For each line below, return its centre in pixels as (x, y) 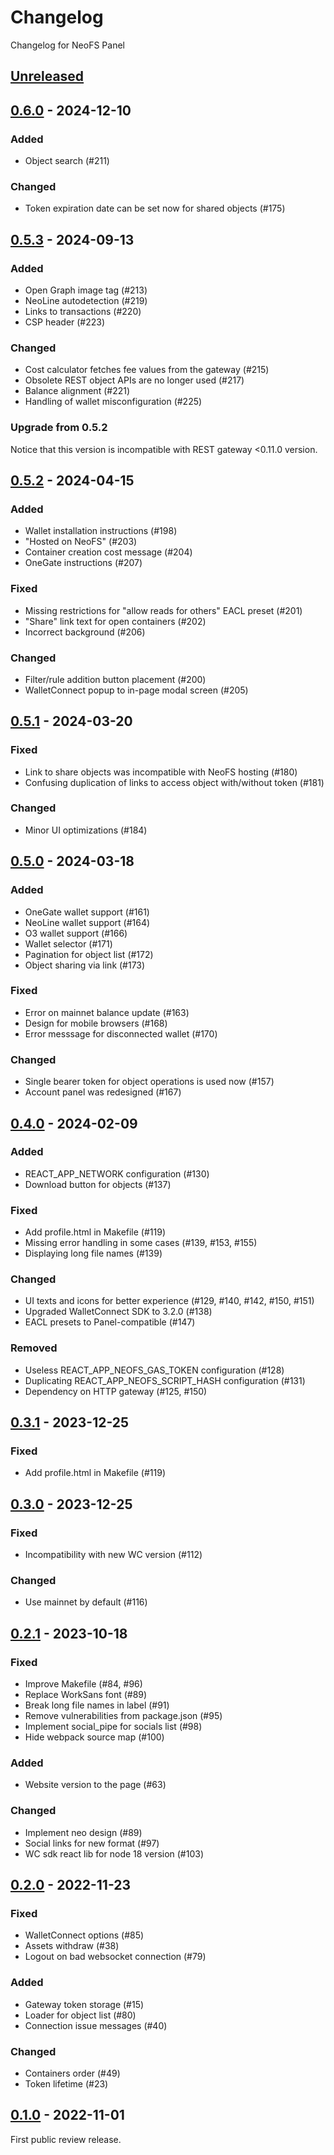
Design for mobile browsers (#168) (96, 1023)
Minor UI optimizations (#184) (86, 830)
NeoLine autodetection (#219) (86, 300)
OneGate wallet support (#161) (87, 912)
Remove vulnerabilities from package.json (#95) (123, 1716)
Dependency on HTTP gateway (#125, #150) (116, 1391)
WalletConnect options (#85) (84, 1935)
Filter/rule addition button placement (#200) (115, 679)
